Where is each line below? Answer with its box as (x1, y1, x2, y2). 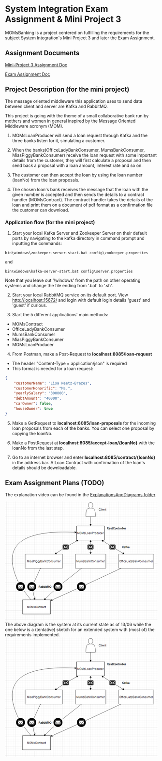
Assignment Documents (5, 49, 80, 57)
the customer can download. (12, 207, 69, 213)
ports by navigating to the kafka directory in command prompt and (12, 235, 145, 241)
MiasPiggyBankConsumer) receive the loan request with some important (12, 152, 157, 158)
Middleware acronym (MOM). (5, 123, 64, 129)
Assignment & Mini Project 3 (5, 14, 121, 25)
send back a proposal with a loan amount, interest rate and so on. (12, 162, 143, 168)
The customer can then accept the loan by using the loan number (12, 172, 143, 178)
